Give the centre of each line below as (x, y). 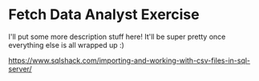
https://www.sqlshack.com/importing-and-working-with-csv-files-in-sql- (129, 60)
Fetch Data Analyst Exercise (104, 15)
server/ (20, 68)
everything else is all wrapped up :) (66, 44)
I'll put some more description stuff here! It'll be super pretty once (117, 37)
